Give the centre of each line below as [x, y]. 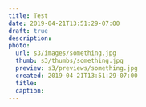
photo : [19, 46]
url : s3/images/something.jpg [66, 53]
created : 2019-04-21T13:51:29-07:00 [77, 76]
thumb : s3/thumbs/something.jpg [70, 61]
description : [30, 38]
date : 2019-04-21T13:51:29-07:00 [64, 23]
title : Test [28, 16]
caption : [30, 91]
